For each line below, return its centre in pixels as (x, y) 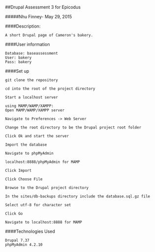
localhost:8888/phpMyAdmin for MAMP (42, 162)
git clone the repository (31, 80)
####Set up (17, 71)
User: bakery (18, 58)
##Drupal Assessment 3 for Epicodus (43, 7)
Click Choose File (24, 179)
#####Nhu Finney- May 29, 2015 (39, 16)
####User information (27, 44)
